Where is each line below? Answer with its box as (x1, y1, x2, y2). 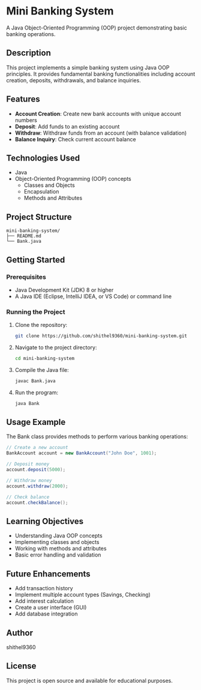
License (6, 661, 37, 671)
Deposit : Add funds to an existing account (14, 123, 120, 130)
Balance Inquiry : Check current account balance (14, 135, 136, 142)
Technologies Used (6, 153, 80, 163)
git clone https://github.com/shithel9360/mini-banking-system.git (14, 333, 187, 339)
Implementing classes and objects (14, 539, 100, 546)
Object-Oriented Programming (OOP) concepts (14, 176, 131, 183)
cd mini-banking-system (14, 356, 75, 362)
